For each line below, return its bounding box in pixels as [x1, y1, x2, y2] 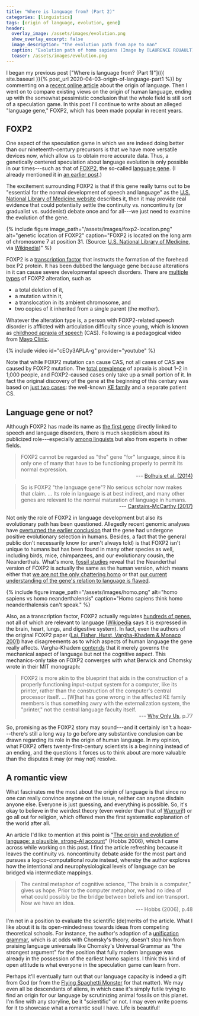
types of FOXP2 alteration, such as [6, 275, 91, 282]
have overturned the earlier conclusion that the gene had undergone [6, 527, 174, 534]
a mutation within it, [14, 293, 63, 300]
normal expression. [20, 466, 68, 473]
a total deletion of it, [14, 286, 64, 293]
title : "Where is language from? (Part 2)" [6, 8, 115, 15]
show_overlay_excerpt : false [11, 36, 84, 42]
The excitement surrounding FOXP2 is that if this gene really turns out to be [6, 183, 191, 190]
